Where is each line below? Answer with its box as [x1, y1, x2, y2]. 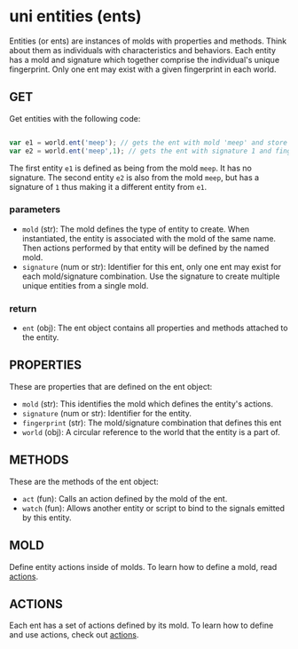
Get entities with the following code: [9, 113, 141, 123]
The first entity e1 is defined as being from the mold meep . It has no [9, 162, 253, 173]
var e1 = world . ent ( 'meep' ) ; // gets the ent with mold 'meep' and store [9, 138, 288, 147]
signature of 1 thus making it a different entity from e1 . [9, 181, 208, 192]
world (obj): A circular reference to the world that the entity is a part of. [21, 426, 281, 437]
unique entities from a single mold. [21, 280, 149, 290]
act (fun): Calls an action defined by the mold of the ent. [21, 493, 228, 503]
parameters [9, 203, 60, 216]
